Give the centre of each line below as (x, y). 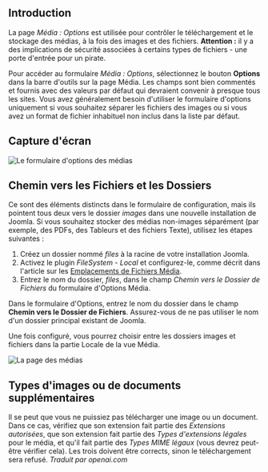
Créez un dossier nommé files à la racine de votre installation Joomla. (134, 254)
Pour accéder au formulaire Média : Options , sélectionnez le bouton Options (134, 73)
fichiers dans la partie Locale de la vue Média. (84, 345)
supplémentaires (52, 398)
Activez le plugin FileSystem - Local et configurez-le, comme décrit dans (140, 262)
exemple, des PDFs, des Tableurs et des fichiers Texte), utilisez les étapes (131, 230)
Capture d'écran (50, 141)
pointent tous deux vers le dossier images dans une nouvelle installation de (132, 213)
